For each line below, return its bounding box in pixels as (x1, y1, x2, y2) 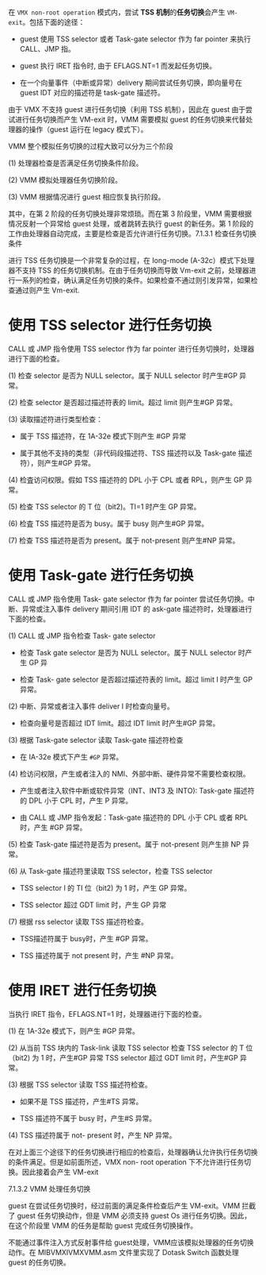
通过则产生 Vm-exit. (14, 285, 80, 296)
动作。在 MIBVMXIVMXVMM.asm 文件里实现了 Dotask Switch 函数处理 (8, 1248, 239, 1257)
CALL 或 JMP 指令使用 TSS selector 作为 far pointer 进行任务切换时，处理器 (8, 344, 255, 354)
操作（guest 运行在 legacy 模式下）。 (28, 125, 148, 134)
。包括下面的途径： (22, 17, 85, 27)
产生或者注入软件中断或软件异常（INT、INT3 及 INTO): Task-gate (19, 786, 232, 796)
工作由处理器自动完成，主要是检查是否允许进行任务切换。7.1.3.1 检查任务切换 (8, 229, 257, 238)
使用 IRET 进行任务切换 (8, 982, 157, 999)
